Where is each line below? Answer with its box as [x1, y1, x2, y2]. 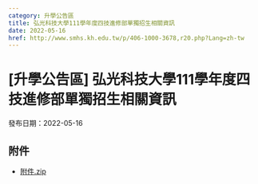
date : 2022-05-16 [8, 26, 66, 34]
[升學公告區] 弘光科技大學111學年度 [8, 71, 236, 88]
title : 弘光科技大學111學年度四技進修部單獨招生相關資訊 [8, 19, 176, 27]
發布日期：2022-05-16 [8, 119, 83, 128]
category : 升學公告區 [8, 11, 74, 20]
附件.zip [19, 166, 46, 176]
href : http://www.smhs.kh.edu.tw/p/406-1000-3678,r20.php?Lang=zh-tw [8, 33, 245, 42]
